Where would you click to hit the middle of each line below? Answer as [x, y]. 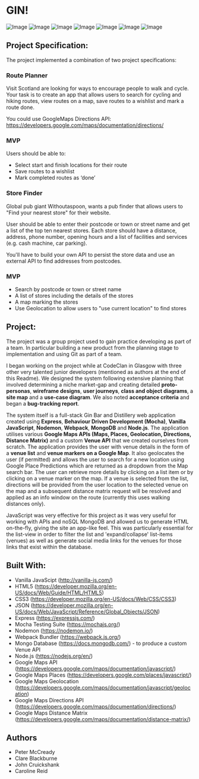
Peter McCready [35, 752]
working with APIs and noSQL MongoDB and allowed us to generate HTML [97, 521]
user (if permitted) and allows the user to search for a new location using [95, 459]
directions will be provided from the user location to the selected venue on [97, 484]
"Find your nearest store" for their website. [59, 213]
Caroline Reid [31, 771]
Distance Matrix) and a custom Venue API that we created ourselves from [97, 440]
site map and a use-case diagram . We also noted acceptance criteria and [98, 397]
